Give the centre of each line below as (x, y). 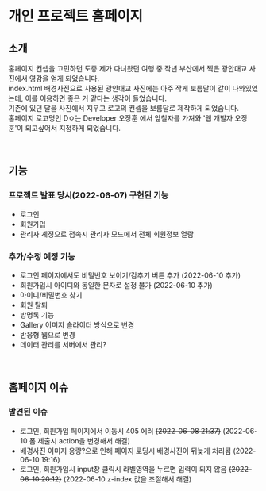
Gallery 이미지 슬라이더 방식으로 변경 (77, 324)
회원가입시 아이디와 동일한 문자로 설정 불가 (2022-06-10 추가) (116, 285)
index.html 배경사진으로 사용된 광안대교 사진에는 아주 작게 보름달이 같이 (120, 88)
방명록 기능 (37, 315)
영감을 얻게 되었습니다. (64, 79)
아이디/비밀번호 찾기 (51, 295)
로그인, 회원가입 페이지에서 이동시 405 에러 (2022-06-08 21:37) (120, 431)
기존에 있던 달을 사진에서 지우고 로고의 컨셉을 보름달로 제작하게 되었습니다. (124, 108)
